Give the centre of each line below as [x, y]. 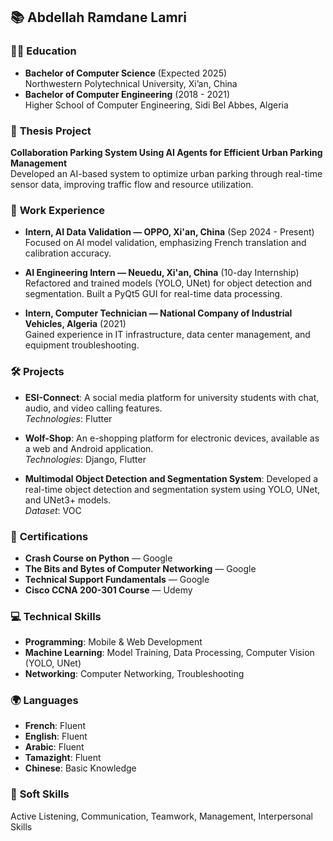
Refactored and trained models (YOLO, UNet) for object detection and [168, 283]
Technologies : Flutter [68, 418]
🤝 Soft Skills [40, 794]
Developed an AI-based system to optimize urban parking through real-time [166, 173]
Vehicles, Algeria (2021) [75, 324]
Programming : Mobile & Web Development [113, 642]
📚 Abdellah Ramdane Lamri [98, 17]
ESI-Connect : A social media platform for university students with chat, [172, 397]
